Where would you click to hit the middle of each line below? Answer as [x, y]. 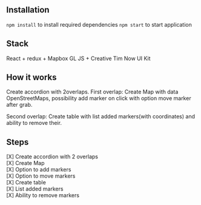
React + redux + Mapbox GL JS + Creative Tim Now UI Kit [78, 58]
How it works [31, 77]
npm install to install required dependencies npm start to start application [99, 24]
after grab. [19, 105]
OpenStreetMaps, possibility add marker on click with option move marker [99, 98]
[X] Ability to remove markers [43, 195]
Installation [28, 10]
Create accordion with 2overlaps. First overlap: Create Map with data [92, 92]
